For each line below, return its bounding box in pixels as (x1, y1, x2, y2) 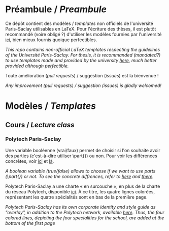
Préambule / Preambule (5, 4, 107, 15)
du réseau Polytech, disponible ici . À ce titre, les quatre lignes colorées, (5, 188, 155, 194)
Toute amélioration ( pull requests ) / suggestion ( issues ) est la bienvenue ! (5, 72, 159, 78)
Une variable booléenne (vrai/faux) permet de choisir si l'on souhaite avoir (5, 147, 161, 153)
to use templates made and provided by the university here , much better (5, 57, 157, 63)
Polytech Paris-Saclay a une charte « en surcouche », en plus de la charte (5, 183, 160, 189)
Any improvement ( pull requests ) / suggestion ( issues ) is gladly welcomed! (5, 82, 161, 89)
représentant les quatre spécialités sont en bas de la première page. (5, 194, 148, 200)
